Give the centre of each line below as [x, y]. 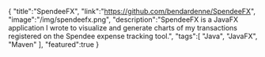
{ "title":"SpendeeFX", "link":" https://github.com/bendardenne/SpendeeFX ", [132, 11]
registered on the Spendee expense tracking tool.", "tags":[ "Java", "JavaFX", [133, 36]
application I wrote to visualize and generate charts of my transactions [123, 28]
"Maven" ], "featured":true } [54, 45]
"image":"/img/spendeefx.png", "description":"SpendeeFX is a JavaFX [123, 20]
